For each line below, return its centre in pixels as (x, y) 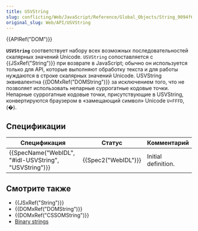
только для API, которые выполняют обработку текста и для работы (92, 70)
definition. (161, 164)
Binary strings (32, 221)
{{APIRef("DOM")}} (29, 39)
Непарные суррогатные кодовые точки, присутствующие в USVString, (95, 94)
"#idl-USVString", (34, 160)
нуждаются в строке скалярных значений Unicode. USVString (84, 76)
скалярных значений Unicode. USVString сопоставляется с (80, 57)
